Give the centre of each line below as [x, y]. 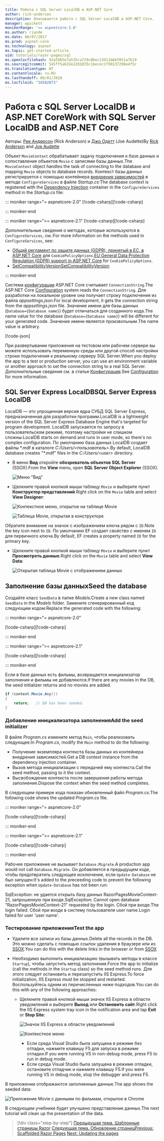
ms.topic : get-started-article [37, 50]
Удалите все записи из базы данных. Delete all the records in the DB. [82, 939]
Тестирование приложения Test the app [55, 928]
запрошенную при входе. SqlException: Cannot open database [76, 899]
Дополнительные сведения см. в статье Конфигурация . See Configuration [82, 371]
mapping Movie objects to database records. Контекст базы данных [74, 171]
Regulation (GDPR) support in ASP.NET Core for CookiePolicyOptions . [82, 261]
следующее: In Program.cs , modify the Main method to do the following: [78, 742]
